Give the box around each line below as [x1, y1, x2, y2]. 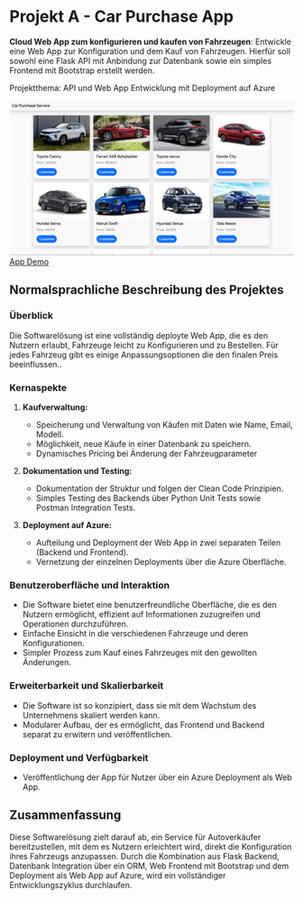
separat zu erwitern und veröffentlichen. [22, 728, 173, 739]
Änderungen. [22, 657, 72, 668]
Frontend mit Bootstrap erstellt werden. [9, 65, 155, 76]
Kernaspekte [9, 381, 68, 394]
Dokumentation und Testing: [22, 466, 133, 477]
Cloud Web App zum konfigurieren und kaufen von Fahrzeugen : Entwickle [9, 36, 291, 47]
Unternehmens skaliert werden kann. [22, 709, 161, 720]
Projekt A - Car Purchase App [9, 6, 234, 27]
